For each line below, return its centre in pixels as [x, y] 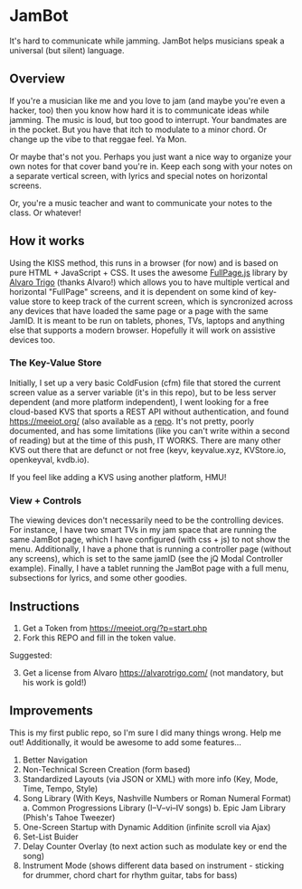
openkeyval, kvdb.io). [49, 459]
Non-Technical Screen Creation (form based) [107, 769]
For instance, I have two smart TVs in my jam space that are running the [143, 530]
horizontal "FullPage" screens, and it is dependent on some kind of [134, 291]
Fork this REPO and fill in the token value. [99, 638]
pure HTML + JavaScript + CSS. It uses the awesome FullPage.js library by [148, 272]
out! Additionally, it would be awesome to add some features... [126, 742]
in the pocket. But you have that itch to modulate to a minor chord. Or [138, 129]
